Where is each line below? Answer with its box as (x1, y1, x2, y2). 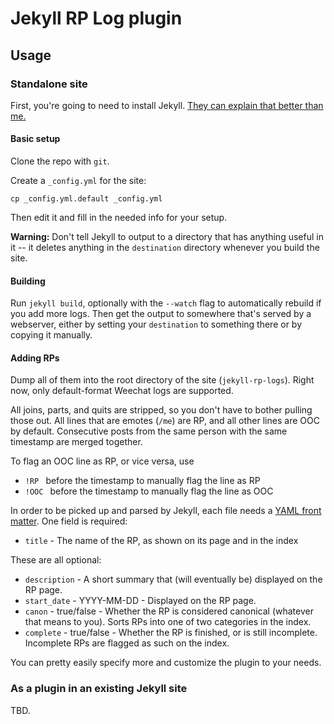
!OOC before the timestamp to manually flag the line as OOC (24, 485, 274, 497)
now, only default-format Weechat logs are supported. (10, 385, 234, 397)
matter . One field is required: (10, 515, 128, 527)
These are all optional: (10, 554, 102, 566)
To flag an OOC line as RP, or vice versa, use (10, 455, 195, 467)
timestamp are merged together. (10, 436, 143, 448)
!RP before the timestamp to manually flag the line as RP (24, 475, 261, 487)
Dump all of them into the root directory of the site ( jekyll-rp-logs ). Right (10, 374, 315, 386)
